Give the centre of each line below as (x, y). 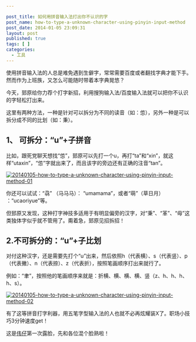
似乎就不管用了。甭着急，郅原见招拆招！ (75, 220)
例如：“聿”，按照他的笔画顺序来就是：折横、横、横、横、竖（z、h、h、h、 (97, 276)
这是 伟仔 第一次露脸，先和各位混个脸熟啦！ (58, 333)
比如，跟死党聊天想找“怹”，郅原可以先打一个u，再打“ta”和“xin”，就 (87, 155)
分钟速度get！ (31, 321)
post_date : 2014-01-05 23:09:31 (46, 28)
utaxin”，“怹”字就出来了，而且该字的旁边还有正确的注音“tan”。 (90, 163)
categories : (21, 50)
